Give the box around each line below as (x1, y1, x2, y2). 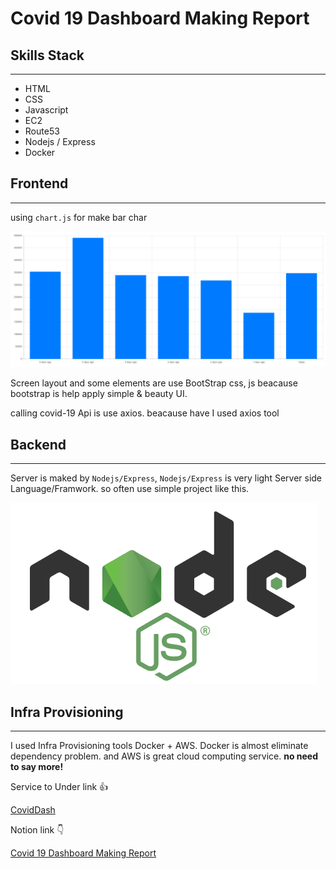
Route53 (24, 125, 60, 137)
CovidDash (10, 803, 56, 816)
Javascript (24, 104, 69, 116)
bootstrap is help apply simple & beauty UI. (10, 388, 188, 400)
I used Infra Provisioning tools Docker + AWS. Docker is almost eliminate (10, 739, 309, 751)
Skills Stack (10, 47, 85, 64)
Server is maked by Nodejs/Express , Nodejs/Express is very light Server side (10, 472, 323, 484)
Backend (10, 436, 67, 453)
